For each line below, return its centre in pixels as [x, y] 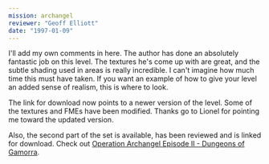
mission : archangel [41, 16]
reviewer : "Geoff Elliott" [53, 23]
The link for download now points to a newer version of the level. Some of [130, 103]
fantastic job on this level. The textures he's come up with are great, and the [134, 62]
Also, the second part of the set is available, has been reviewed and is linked [135, 135]
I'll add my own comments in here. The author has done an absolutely [124, 54]
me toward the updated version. [61, 120]
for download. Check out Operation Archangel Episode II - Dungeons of [126, 144]
